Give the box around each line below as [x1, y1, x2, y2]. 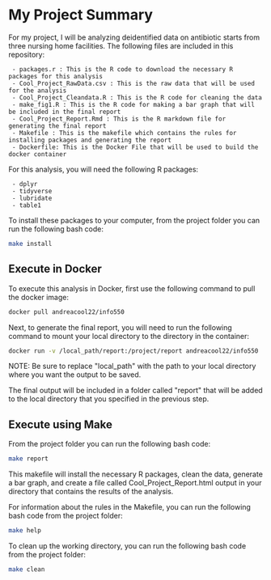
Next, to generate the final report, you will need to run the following [8, 322, 232, 332]
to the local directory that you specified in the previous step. [8, 394, 210, 404]
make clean [8, 565, 45, 574]
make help [8, 527, 42, 535]
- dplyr [11, 180, 38, 188]
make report [8, 455, 49, 463]
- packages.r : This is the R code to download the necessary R [11, 65, 233, 74]
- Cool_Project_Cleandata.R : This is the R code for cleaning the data [11, 93, 263, 102]
